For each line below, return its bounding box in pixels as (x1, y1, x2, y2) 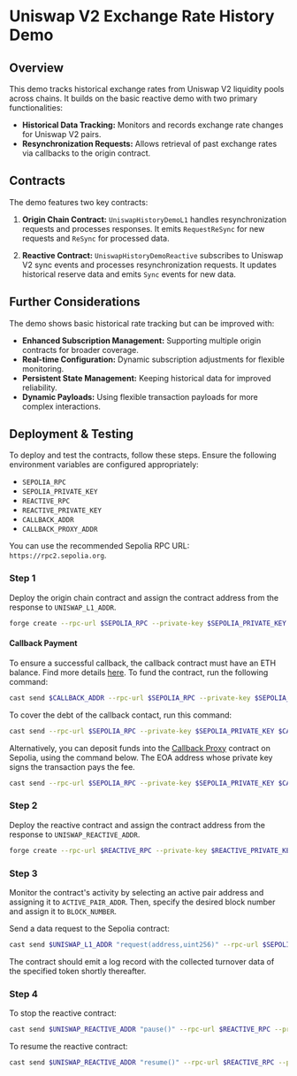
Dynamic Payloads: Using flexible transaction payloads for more (21, 391, 259, 402)
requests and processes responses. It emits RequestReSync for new (21, 223, 265, 234)
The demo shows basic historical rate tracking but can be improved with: (9, 318, 275, 328)
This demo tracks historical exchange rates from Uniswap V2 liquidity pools (9, 84, 285, 94)
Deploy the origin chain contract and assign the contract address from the (9, 592, 279, 603)
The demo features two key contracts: (9, 196, 148, 207)
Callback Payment (9, 638, 78, 649)
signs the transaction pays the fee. (9, 761, 135, 772)
